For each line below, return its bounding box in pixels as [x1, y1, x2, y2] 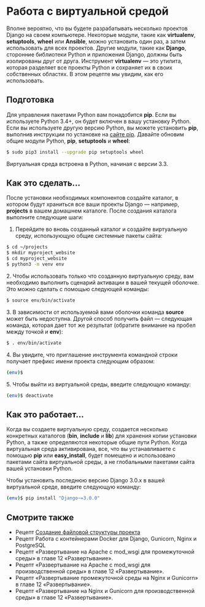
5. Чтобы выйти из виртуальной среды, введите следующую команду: [6, 380, 191, 388]
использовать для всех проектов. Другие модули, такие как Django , [6, 44, 187, 52]
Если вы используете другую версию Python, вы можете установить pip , [6, 124, 198, 131]
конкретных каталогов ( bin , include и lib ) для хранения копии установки [6, 432, 197, 440]
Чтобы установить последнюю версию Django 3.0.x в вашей [6, 477, 165, 484]
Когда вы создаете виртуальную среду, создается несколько [6, 426, 168, 433]
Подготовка [6, 95, 54, 105]
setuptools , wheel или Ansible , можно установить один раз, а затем [6, 37, 186, 45]
